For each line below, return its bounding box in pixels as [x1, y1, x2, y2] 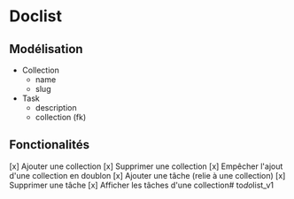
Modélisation [9, 42, 83, 57]
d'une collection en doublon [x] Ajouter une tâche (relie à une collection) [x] [9, 170, 286, 180]
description [35, 103, 77, 112]
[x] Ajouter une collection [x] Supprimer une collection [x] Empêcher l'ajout [9, 161, 283, 172]
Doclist [9, 6, 62, 27]
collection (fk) [35, 112, 87, 122]
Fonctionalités [9, 137, 90, 152]
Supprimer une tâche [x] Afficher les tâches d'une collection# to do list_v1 [9, 180, 275, 190]
